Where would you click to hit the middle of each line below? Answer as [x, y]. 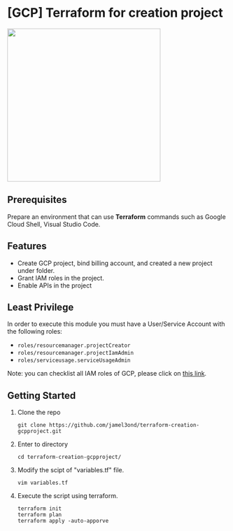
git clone [32, 425]
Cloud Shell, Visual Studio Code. [54, 224]
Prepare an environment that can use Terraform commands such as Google [116, 217]
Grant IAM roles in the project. [61, 278]
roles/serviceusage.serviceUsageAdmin [74, 361]
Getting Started [42, 396]
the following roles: [35, 332]
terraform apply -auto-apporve [63, 521]
